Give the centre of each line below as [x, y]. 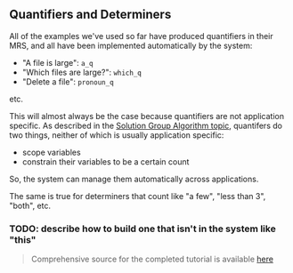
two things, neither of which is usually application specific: [117, 135]
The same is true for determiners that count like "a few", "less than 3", [138, 196]
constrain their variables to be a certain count [106, 161]
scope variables [52, 152]
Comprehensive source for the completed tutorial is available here [152, 259]
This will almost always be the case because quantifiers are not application [147, 116]
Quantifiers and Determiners [90, 15]
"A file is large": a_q [57, 62]
